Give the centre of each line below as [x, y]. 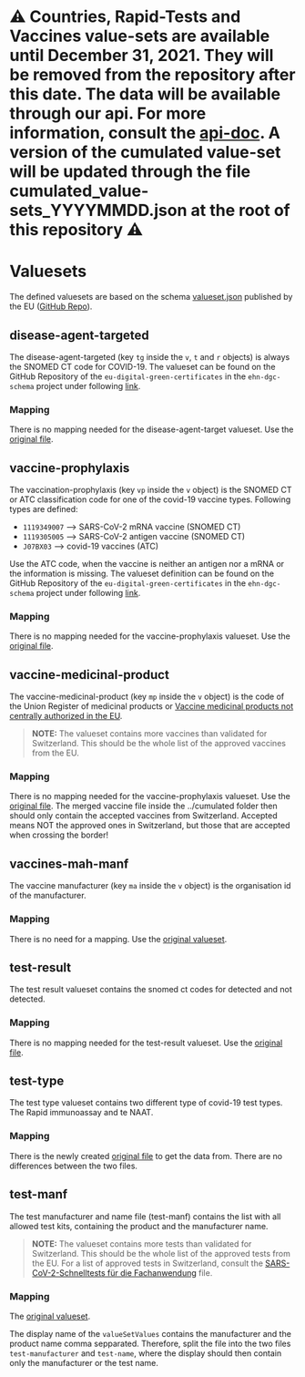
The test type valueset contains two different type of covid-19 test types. [146, 1103]
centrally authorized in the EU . [66, 716]
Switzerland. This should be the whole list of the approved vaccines [159, 744]
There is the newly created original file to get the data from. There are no [146, 1156]
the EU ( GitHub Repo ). [51, 306]
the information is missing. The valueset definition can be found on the [142, 574]
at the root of [240, 211]
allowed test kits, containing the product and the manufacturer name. [139, 1226]
